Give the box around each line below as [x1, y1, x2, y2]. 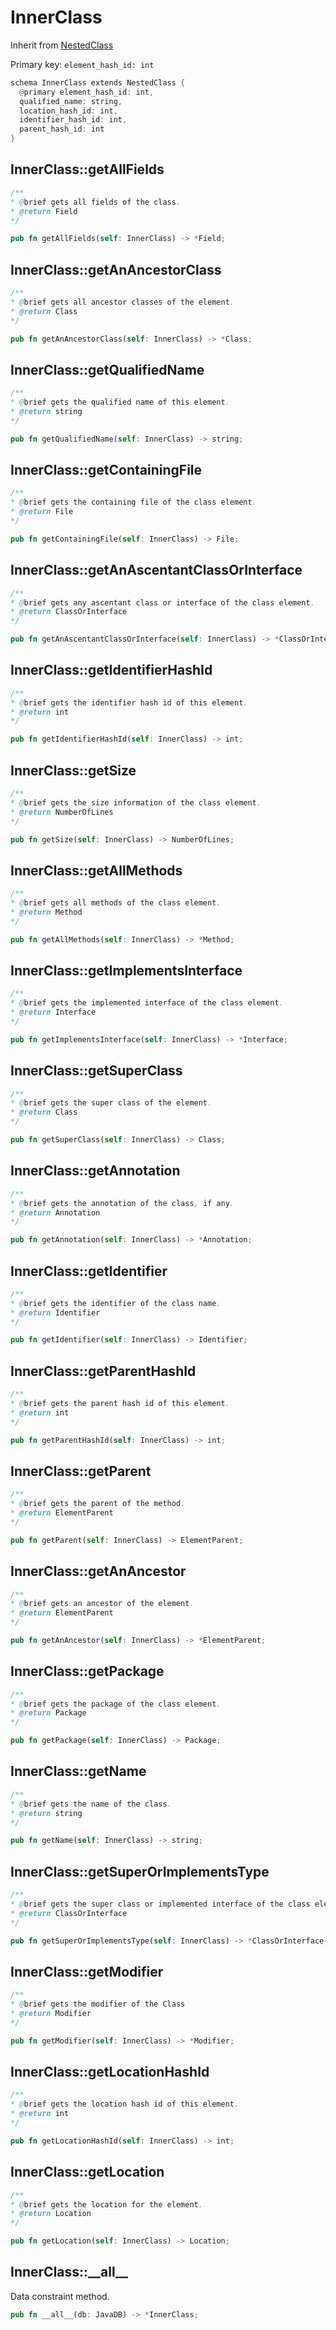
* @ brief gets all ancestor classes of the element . [10, 297, 235, 307]
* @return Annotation [10, 1207, 101, 1218]
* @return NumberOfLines [10, 807, 114, 817]
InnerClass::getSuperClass [10, 1062, 183, 1080]
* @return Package [10, 1708, 87, 1718]
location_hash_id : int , [19, 106, 118, 116]
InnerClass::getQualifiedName [10, 361, 205, 378]
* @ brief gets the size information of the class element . [10, 797, 262, 808]
